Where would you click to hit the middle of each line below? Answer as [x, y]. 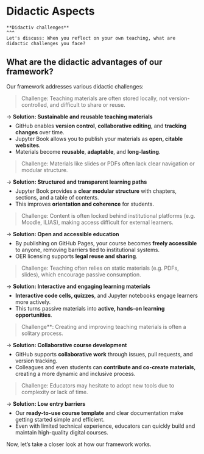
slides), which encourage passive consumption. [81, 274]
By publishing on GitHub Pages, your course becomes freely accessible [106, 243]
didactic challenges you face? [46, 43]
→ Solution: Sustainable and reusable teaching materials [80, 117]
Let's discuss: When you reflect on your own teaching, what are [91, 38]
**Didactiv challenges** [38, 27]
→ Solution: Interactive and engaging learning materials [79, 286]
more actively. [33, 302]
